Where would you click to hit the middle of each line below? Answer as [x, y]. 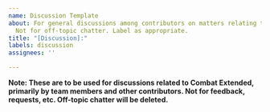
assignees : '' [32, 53]
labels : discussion [41, 46]
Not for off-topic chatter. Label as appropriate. [102, 30]
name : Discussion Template [53, 16]
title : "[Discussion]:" [48, 38]
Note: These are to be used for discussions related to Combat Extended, [131, 82]
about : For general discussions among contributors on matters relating [133, 23]
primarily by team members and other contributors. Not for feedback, [127, 91]
